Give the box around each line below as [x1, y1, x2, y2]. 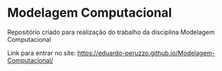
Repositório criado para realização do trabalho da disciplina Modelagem [7, 28, 215, 36]
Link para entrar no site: [7, 49, 76, 57]
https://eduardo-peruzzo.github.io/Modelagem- [77, 49, 215, 57]
